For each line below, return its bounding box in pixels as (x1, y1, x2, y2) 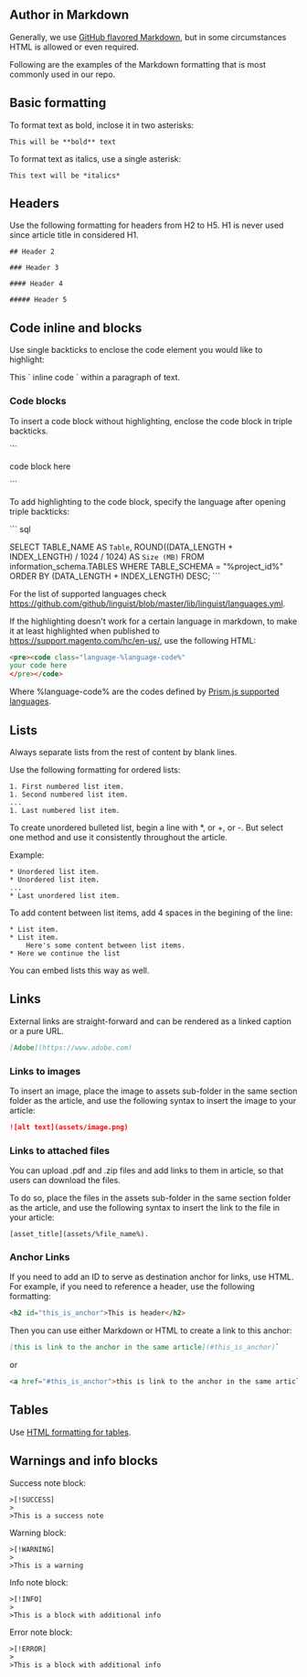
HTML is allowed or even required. (9, 41, 140, 52)
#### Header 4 (9, 279, 64, 289)
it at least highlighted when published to (9, 625, 160, 636)
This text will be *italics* (9, 171, 121, 180)
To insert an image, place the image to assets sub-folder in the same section (9, 1085, 298, 1096)
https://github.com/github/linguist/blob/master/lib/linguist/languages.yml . (9, 598, 286, 609)
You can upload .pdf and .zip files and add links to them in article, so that (9, 1165, 284, 1176)
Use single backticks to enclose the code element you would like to (9, 345, 263, 356)
